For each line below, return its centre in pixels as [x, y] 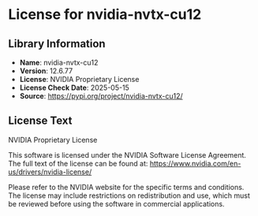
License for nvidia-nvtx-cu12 [105, 15]
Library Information [57, 44]
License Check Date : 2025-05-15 [75, 88]
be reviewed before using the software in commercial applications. [116, 203]
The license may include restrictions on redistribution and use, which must [129, 196]
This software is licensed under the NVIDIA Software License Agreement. [127, 155]
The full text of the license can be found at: [78, 163]
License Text [40, 121]
